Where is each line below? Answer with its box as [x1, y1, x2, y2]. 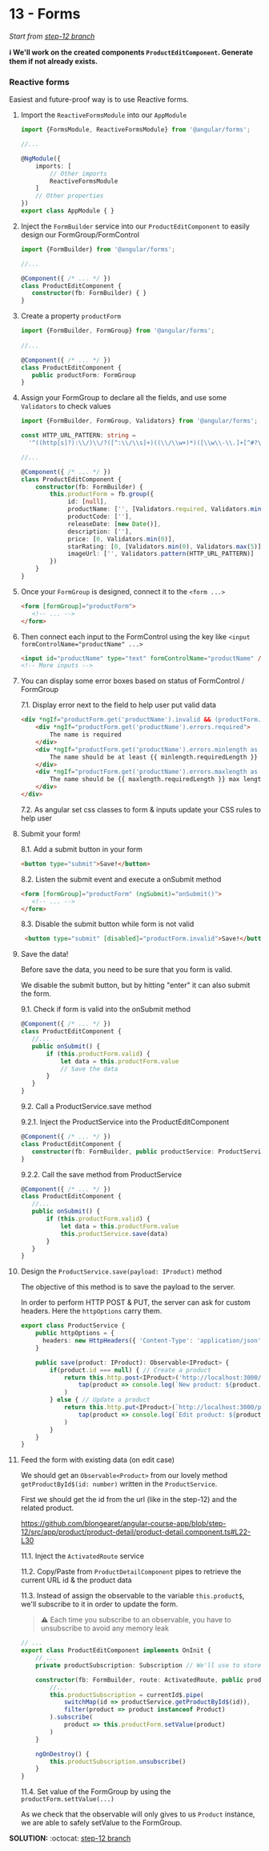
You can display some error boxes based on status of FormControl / [20, 676, 245, 686]
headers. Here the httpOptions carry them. [20, 1306, 163, 1316]
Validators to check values [20, 402, 111, 411]
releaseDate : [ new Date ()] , [67, 520, 162, 528]
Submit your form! [20, 828, 81, 838]
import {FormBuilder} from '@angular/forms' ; [20, 245, 175, 253]
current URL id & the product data [20, 1575, 132, 1585]
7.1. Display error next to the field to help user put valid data [20, 700, 217, 710]
